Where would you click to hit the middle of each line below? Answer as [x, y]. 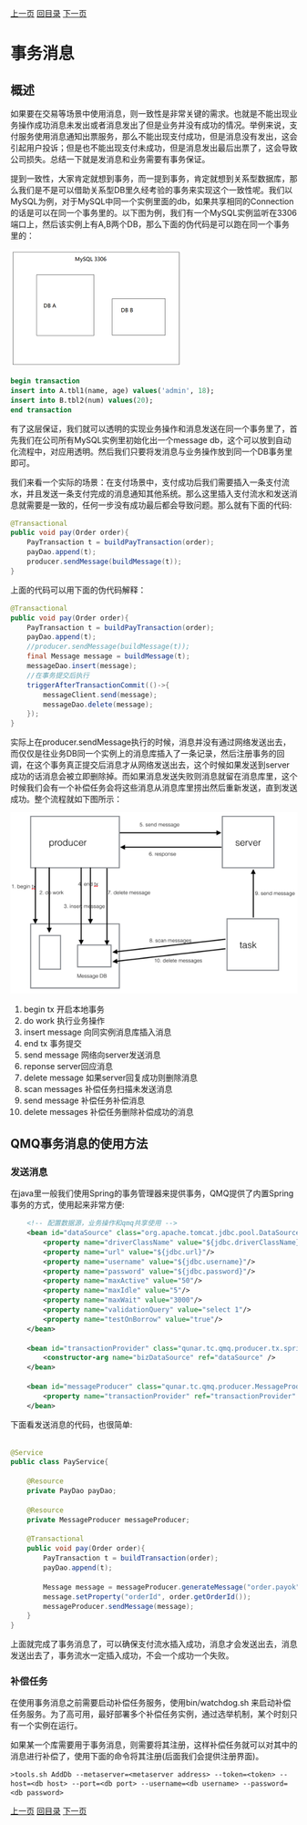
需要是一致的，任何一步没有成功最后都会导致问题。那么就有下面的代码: [159, 505]
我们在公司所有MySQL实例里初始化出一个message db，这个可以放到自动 [155, 439]
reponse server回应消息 [68, 1067]
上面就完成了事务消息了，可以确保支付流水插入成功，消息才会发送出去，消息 [154, 1645]
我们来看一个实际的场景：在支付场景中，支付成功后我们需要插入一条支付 [146, 482]
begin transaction [45, 381]
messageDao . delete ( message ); [98, 705]
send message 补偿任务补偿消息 [84, 1100]
